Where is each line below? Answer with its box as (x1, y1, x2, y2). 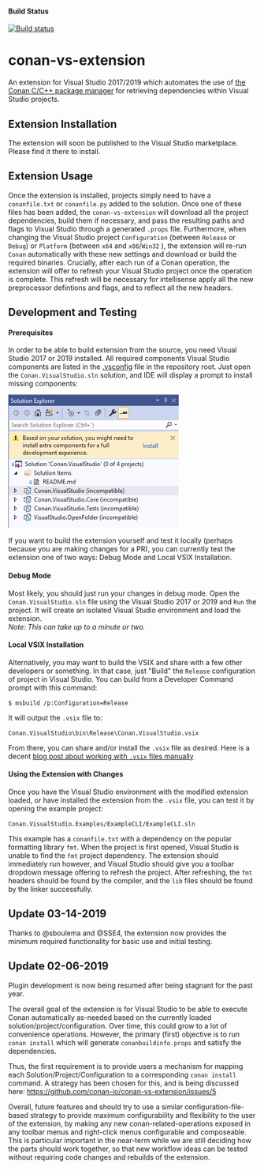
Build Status (8, 6, 49, 16)
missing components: (8, 379, 78, 389)
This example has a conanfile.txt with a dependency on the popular (8, 833, 232, 843)
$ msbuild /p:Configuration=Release (8, 699, 128, 707)
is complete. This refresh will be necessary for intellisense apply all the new (8, 274, 254, 284)
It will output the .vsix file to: (8, 713, 102, 722)
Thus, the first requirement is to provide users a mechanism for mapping (8, 1061, 244, 1070)
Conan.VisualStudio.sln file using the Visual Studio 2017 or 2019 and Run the (8, 596, 257, 606)
